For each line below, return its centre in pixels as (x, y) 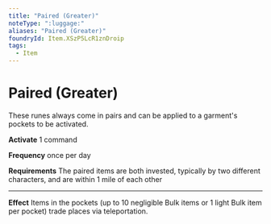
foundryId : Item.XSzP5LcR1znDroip (67, 38)
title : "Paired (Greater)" (54, 16)
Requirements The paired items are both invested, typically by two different (134, 171)
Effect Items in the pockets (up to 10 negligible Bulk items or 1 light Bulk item (135, 202)
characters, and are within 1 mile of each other (85, 179)
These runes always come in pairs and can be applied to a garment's (123, 115)
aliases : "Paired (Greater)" (57, 31)
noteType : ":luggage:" (46, 23)
